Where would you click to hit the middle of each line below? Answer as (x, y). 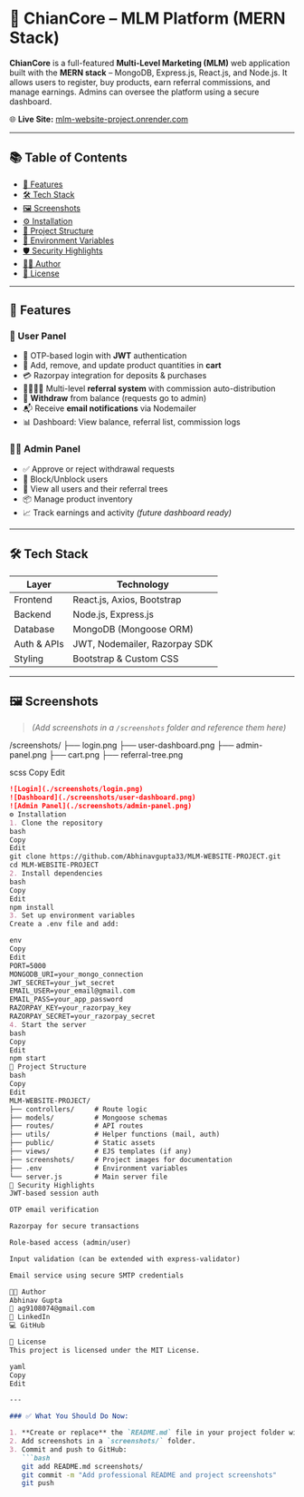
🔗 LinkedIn (30, 1317)
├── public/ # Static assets (82, 1143)
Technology (142, 584)
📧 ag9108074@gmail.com (52, 1309)
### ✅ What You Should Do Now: (69, 1416)
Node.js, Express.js (113, 614)
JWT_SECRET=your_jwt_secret (62, 983)
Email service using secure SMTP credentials (96, 1275)
